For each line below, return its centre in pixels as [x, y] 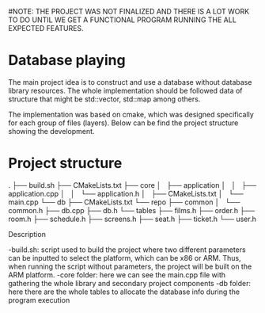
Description [27, 234]
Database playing [67, 61]
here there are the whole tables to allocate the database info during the [124, 292]
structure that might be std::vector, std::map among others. [104, 99]
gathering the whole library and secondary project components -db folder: [130, 283]
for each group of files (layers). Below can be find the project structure [123, 123]
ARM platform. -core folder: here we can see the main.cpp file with [117, 275]
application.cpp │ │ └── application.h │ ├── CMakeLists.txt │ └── [126, 193]
